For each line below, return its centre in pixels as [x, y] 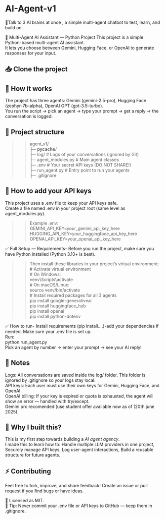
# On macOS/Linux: [49, 285]
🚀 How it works [29, 88]
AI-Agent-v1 [31, 9]
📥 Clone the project [36, 69]
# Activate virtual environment [60, 269]
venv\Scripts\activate [51, 279]
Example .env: [44, 223]
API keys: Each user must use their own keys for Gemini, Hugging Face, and [82, 385]
